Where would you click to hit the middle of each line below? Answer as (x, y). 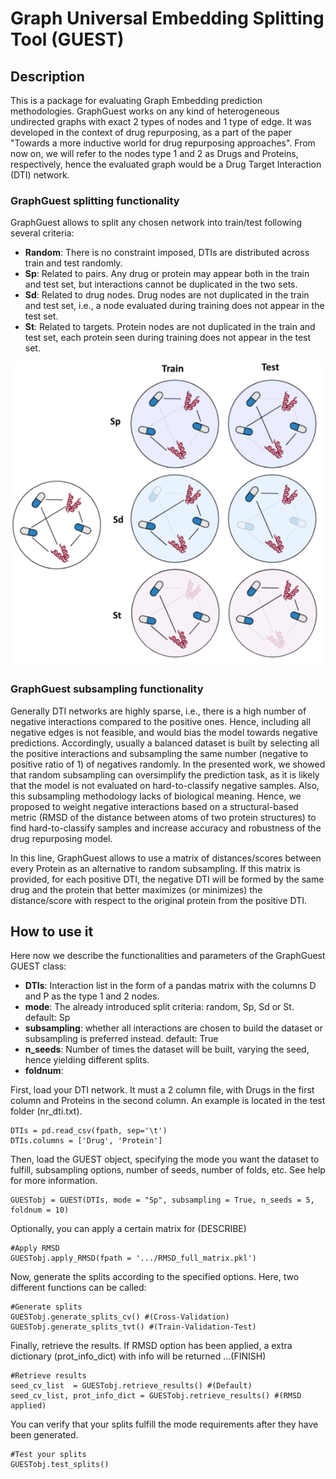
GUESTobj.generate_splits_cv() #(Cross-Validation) (120, 1317)
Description (47, 76)
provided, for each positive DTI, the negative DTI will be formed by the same (167, 879)
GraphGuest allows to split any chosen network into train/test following (156, 223)
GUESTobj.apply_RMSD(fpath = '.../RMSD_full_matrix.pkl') (133, 1258)
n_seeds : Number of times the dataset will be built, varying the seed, (167, 1049)
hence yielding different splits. (87, 1060)
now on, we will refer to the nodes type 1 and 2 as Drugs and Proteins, (154, 153)
